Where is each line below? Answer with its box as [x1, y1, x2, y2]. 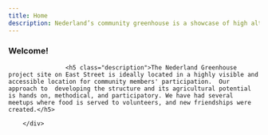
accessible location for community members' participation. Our [8, 77, 230, 85]
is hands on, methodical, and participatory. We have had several [8, 91, 234, 100]
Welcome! [8, 46, 49, 57]
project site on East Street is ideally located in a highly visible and [8, 70, 259, 78]
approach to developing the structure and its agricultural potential [8, 85, 251, 93]
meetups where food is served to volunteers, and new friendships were [8, 98, 251, 106]
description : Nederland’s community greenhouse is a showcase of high [8, 19, 248, 27]
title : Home [8, 11, 48, 20]
